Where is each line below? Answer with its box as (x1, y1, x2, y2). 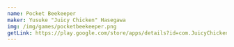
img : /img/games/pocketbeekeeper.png (7, 23, 117, 30)
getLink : (7, 29, 33, 37)
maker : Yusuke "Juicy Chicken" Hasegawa (7, 17, 127, 23)
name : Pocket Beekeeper (7, 10, 77, 17)
